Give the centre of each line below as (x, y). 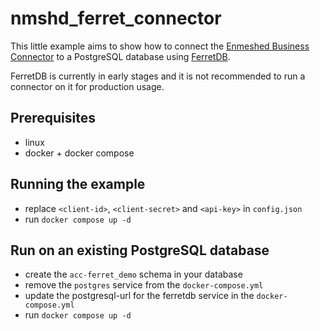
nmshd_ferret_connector (116, 18)
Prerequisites (53, 118)
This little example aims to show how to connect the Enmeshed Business (160, 46)
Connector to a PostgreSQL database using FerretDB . (120, 56)
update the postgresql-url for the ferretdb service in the (139, 296)
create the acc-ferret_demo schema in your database (133, 274)
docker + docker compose (79, 153)
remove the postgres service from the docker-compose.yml (144, 285)
